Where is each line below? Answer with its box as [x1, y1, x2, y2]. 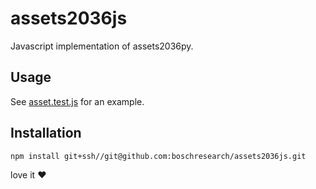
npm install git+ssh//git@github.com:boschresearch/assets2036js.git [10, 151, 307, 161]
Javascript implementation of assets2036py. [10, 40, 194, 52]
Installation [10, 125, 82, 142]
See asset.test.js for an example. [10, 95, 145, 107]
